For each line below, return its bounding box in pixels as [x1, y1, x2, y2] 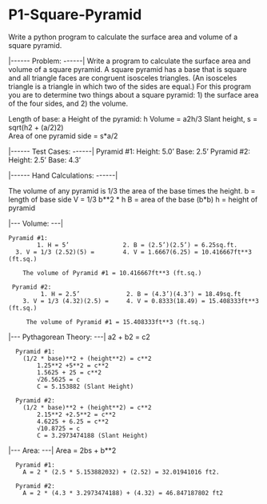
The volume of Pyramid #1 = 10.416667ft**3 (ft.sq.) [22, 269, 202, 277]
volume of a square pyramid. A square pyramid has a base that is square [8, 64, 247, 74]
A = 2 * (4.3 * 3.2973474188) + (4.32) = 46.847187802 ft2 [22, 489, 224, 497]
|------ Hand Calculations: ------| [8, 170, 118, 180]
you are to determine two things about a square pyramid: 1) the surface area [8, 90, 259, 99]
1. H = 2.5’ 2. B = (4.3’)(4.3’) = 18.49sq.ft [40, 290, 241, 298]
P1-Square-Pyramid [8, 6, 142, 24]
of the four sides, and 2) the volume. [8, 98, 129, 108]
